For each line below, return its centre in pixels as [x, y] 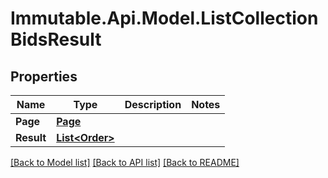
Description [153, 104]
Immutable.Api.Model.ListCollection [164, 18]
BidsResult [56, 39]
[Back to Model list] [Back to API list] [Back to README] [125, 162]
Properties [44, 76]
